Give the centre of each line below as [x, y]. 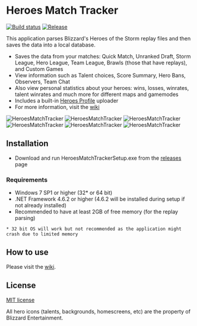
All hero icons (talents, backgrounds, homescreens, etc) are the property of [99, 311]
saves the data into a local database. [51, 45]
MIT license [20, 300]
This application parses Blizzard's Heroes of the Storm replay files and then [99, 38]
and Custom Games [39, 69]
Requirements [27, 179]
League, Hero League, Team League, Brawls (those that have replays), [101, 63]
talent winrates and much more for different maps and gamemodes [97, 94]
